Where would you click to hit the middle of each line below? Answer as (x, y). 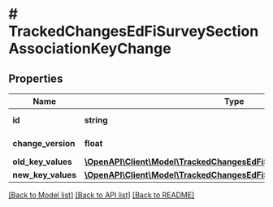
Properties (36, 78)
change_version (44, 143)
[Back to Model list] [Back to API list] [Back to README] (102, 195)
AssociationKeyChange (90, 49)
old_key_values (43, 162)
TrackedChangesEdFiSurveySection (134, 31)
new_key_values (45, 175)
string (96, 120)
